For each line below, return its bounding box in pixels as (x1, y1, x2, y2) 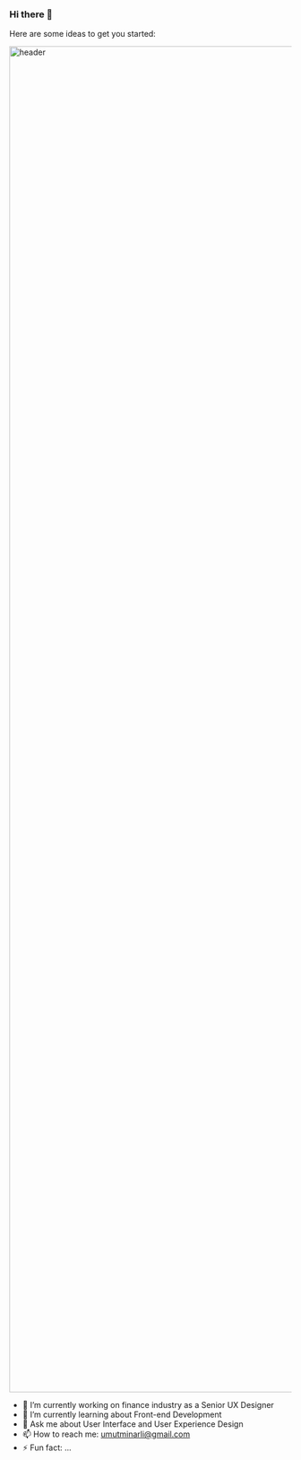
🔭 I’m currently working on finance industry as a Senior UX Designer (21, 1400, 275, 1411)
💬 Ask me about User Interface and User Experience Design (21, 1419, 244, 1429)
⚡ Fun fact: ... (21, 1442, 72, 1453)
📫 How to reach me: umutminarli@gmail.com (21, 1429, 191, 1439)
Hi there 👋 (9, 8, 54, 21)
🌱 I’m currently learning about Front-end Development (21, 1409, 222, 1421)
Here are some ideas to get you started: (9, 29, 157, 39)
